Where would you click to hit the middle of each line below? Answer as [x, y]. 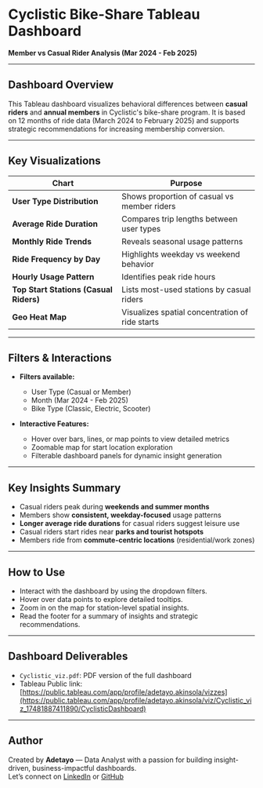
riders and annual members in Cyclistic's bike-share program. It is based [127, 112]
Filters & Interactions [60, 358]
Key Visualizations [55, 161]
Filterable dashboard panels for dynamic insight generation [126, 456]
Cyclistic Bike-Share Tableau [104, 15]
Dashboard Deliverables [68, 657]
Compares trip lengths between [179, 219]
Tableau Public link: [51, 684]
